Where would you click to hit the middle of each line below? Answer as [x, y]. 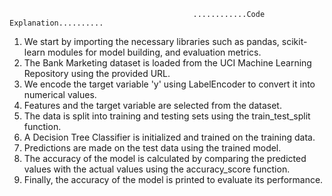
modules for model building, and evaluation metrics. [154, 52]
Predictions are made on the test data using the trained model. [152, 148]
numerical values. [60, 94]
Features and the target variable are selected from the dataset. [152, 105]
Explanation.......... [56, 23]
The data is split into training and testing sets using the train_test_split [167, 116]
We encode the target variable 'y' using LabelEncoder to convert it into [169, 84]
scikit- [294, 41]
